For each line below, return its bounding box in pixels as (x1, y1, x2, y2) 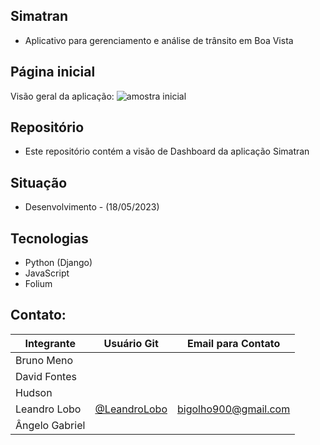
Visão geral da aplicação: (10, 90, 115, 102)
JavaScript (24, 267, 70, 279)
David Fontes (15, 369, 77, 383)
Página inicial (10, 64, 96, 81)
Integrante (24, 336, 76, 350)
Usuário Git (103, 336, 159, 350)
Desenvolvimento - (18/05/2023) (24, 201, 160, 213)
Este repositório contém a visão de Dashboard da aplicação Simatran (24, 145, 310, 158)
